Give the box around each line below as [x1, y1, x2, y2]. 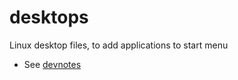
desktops [9, 6, 89, 29]
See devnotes [23, 58, 82, 70]
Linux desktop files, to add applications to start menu [9, 39, 229, 51]
